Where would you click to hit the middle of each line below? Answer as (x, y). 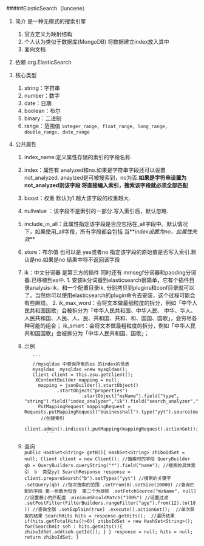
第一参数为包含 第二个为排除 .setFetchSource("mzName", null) (121, 491)
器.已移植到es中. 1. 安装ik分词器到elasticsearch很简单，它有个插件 (107, 280)
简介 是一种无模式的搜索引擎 (50, 21)
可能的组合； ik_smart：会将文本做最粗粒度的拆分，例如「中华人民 (113, 326)
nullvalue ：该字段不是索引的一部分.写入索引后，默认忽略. (96, 211)
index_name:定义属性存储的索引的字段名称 (77, 157)
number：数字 (42, 96)
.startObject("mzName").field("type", (130, 396)
